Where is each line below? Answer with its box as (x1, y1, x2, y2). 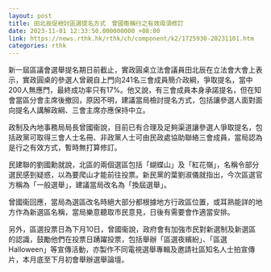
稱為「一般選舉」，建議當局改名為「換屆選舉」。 (15, 180, 171, 190)
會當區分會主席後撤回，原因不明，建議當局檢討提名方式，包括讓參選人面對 (8, 95, 256, 105)
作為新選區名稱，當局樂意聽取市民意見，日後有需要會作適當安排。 (15, 207, 235, 217)
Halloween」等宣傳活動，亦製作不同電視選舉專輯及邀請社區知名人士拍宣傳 (8, 245, 256, 254)
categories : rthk (8, 42, 67, 50)
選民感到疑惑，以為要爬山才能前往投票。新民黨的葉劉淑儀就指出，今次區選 (8, 170, 256, 180)
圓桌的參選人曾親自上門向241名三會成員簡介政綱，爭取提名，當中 (35, 75, 253, 85)
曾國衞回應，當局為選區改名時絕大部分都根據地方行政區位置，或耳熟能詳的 (8, 197, 256, 207)
